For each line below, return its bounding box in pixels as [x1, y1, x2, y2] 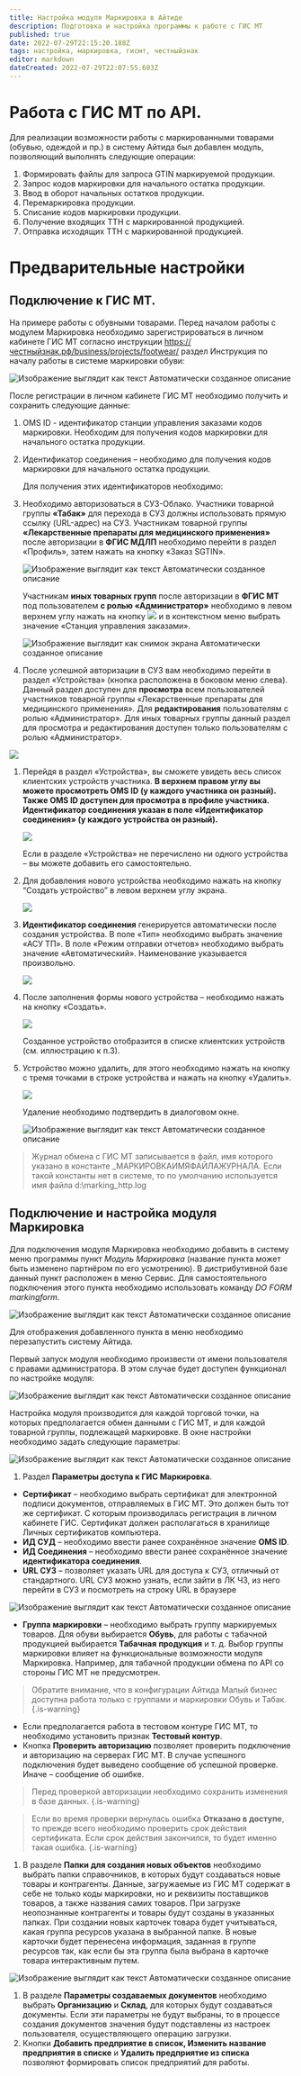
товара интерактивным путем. [22, 1954, 140, 1965]
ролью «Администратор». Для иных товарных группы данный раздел [22, 712, 291, 723]
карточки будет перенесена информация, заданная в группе [22, 1936, 256, 1946]
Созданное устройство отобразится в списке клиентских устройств [22, 1035, 286, 1046]
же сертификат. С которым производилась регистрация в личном [22, 1507, 277, 1518]
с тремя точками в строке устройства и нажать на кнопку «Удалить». [22, 1072, 292, 1083]
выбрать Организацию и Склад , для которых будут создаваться [22, 1999, 273, 2010]
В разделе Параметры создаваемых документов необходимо [22, 1990, 268, 2000]
